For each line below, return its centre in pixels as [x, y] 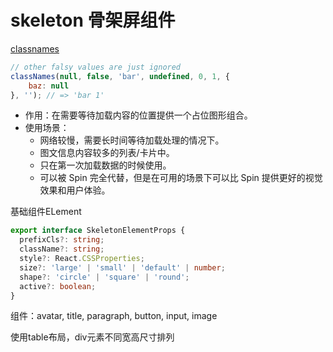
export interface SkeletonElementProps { [98, 231]
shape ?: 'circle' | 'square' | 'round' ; [104, 277]
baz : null [49, 86]
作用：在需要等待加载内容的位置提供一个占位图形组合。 [138, 115]
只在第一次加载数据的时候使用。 [105, 165]
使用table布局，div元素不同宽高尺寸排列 [92, 337]
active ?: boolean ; [58, 286]
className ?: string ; [62, 249]
